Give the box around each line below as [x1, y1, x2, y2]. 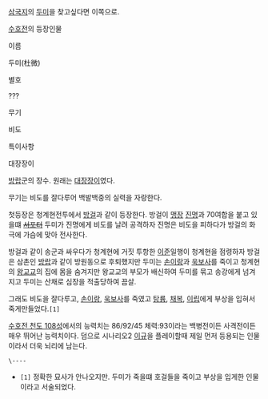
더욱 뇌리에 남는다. [29, 341, 88, 350]
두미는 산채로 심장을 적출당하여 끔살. [22, 277, 137, 286]
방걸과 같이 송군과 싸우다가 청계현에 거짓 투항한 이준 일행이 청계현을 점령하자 [8, 247, 246, 256]
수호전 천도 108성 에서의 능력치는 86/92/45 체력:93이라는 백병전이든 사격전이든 [8, 321, 256, 330]
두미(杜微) [8, 58, 41, 67]
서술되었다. [41, 382, 76, 391]
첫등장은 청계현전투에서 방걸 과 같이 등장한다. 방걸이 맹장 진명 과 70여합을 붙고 [8, 210, 250, 219]
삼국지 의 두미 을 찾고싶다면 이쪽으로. [8, 7, 120, 16]
